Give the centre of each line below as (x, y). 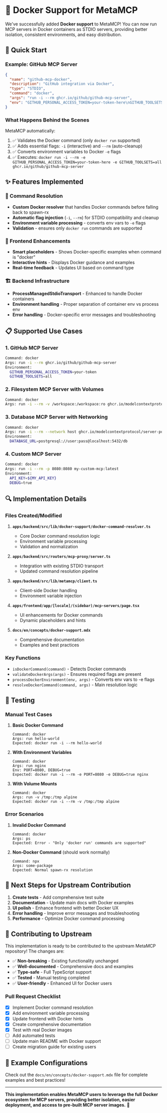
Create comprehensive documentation (52, 1024)
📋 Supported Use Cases (44, 331)
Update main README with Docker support (56, 1041)
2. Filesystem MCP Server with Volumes (55, 389)
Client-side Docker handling (48, 591)
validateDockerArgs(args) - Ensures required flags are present (77, 674)
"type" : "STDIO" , (28, 89)
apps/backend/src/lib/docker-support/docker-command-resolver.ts (81, 527)
